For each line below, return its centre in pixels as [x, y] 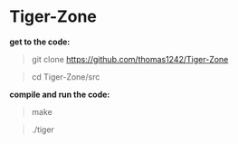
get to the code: [40, 42]
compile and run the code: [60, 94]
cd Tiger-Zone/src [66, 77]
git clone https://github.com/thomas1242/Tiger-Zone [130, 59]
